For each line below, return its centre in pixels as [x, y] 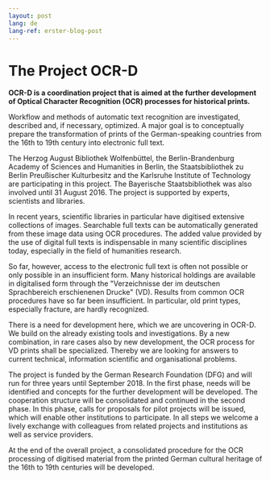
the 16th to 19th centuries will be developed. [81, 467]
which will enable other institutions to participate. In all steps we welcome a [134, 418]
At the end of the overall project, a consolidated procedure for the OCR [126, 450]
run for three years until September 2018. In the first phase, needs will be [130, 383]
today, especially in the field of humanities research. [95, 251]
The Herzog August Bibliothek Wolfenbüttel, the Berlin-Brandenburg [122, 159]
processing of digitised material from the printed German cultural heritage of [135, 459]
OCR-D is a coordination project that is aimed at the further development [132, 93]
